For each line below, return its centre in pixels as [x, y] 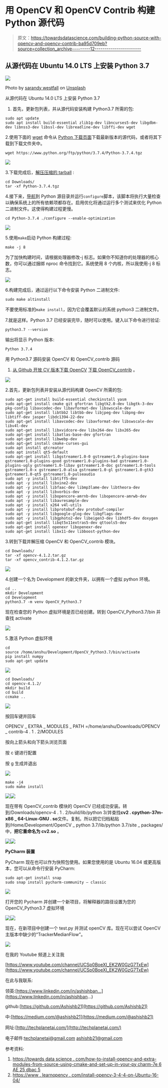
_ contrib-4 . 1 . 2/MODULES [34, 731]
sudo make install [24, 787]
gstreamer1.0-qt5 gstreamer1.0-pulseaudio [50, 474]
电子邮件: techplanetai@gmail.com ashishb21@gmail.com [64, 1038]
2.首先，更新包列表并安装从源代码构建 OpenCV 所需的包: [64, 390]
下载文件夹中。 [29, 143]
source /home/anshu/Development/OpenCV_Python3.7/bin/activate [73, 652]
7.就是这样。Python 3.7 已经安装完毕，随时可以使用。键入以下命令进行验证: [83, 320]
